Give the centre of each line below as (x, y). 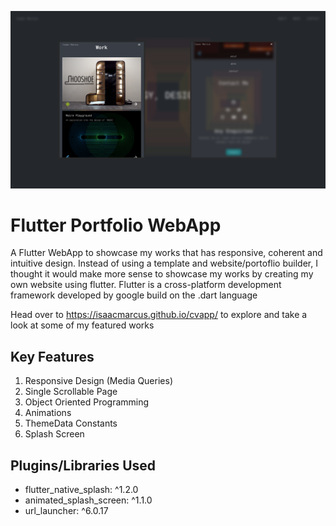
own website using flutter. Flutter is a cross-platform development (146, 285)
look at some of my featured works (82, 325)
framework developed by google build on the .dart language (134, 295)
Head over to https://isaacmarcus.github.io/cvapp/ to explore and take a (159, 315)
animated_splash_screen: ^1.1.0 (88, 500)
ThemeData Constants (71, 423)
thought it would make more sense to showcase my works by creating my (162, 274)
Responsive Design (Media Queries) (98, 381)
